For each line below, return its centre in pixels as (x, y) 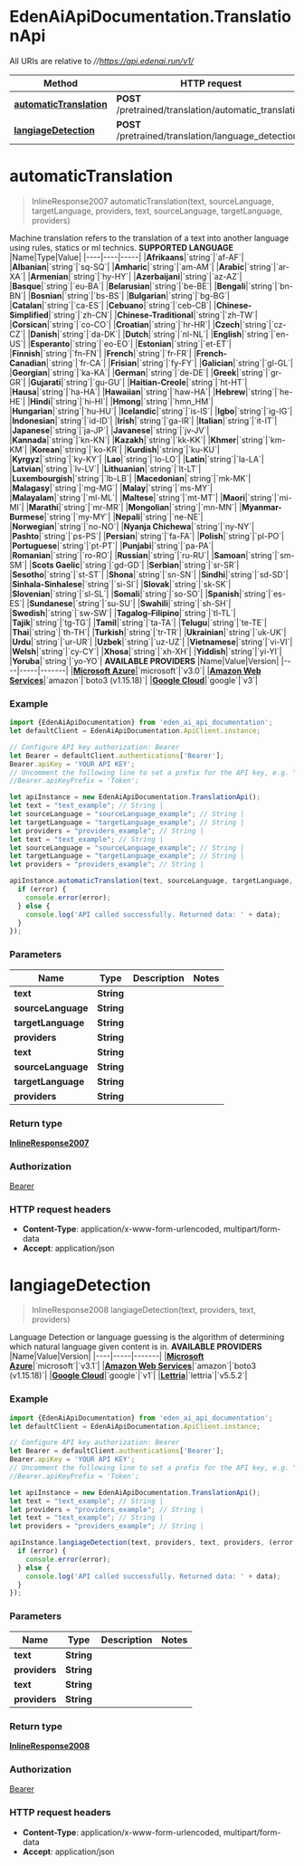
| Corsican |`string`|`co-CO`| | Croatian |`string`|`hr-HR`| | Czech (125, 324)
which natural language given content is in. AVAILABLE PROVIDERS (136, 1347)
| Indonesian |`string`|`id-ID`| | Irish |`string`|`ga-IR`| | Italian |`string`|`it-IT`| (143, 420)
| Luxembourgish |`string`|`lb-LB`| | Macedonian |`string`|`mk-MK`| (130, 478)
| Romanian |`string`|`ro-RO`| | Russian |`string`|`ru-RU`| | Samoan (128, 555)
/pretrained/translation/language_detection (207, 136)
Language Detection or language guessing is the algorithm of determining (147, 1338)
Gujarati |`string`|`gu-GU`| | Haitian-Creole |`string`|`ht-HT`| (139, 382)
